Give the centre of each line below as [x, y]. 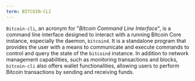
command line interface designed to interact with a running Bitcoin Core [94, 34]
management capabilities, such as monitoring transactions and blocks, [92, 59]
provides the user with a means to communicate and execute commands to [98, 47]
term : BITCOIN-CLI [29, 11]
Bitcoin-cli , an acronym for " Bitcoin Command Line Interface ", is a [89, 28]
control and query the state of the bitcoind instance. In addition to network [97, 53]
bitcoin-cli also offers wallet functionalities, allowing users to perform [93, 66]
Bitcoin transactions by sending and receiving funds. [70, 72]
